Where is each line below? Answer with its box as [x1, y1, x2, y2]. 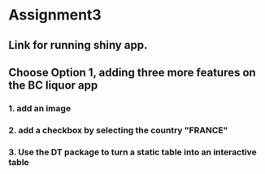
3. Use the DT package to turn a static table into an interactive [8, 146, 258, 158]
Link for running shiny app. [8, 38, 148, 52]
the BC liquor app [8, 78, 98, 92]
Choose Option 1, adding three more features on [8, 65, 256, 79]
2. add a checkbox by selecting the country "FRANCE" [8, 124, 228, 136]
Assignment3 [8, 6, 102, 24]
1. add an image [8, 102, 72, 114]
